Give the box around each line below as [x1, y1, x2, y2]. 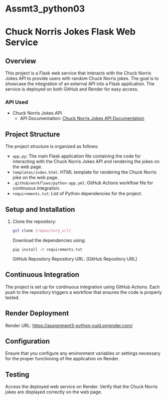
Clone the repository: [12, 218, 57, 224]
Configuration [5, 337, 50, 345]
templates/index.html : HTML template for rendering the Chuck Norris [12, 169, 157, 175]
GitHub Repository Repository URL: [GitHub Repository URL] [12, 256, 137, 262]
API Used [5, 99, 29, 106]
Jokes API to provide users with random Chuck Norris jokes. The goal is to [5, 75, 159, 82]
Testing [5, 370, 30, 379]
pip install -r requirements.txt [12, 247, 83, 252]
